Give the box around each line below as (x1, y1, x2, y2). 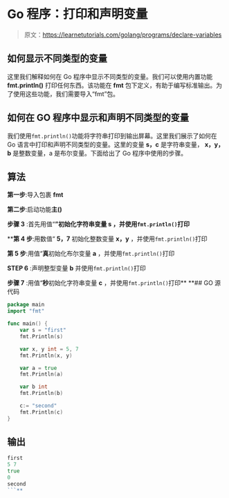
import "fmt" (7, 308, 45, 315)
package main (7, 302, 45, 308)
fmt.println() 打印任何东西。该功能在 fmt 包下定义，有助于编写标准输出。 (7, 81, 217, 89)
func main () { (7, 320, 48, 327)
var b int (19, 383, 48, 391)
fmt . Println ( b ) (19, 390, 64, 397)
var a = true (19, 365, 57, 371)
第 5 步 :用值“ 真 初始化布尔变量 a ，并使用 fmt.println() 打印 (7, 250, 175, 258)
